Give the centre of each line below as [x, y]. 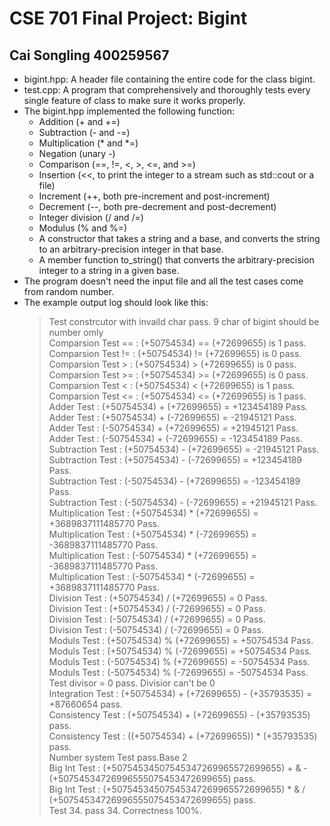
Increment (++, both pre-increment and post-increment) [154, 196]
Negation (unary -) [77, 153]
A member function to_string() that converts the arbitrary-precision [176, 260]
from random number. [69, 291]
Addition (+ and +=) [79, 121]
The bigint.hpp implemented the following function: [129, 111]
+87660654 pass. [85, 704]
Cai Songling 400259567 [89, 55]
